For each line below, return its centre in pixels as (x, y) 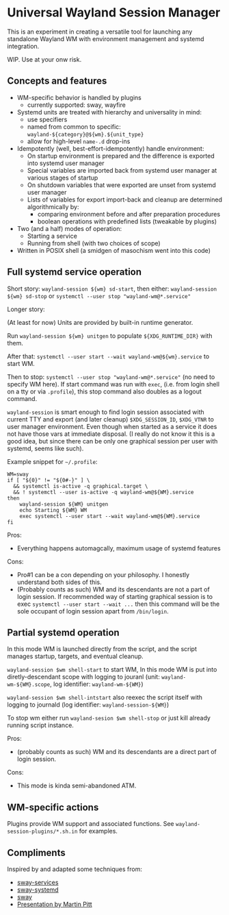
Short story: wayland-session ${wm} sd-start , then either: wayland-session (112, 289)
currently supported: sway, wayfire (77, 105)
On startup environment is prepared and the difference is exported (121, 156)
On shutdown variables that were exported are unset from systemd (122, 185)
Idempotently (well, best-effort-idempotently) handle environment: (110, 148)
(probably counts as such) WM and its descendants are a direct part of (117, 752)
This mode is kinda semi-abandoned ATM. (77, 785)
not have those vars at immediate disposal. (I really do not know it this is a (111, 434)
